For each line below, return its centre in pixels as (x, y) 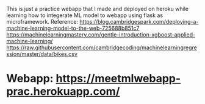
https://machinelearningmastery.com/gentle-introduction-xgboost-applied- (101, 35)
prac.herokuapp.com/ (63, 92)
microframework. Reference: (42, 22)
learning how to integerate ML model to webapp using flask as (85, 15)
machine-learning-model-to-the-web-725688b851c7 (73, 28)
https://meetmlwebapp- (118, 79)
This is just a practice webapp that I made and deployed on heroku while (98, 9)
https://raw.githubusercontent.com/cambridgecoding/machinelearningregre (102, 47)
